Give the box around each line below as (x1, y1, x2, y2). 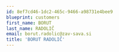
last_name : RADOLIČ (6, 25, 55, 32)
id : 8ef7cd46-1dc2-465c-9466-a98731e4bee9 (6, 8, 113, 15)
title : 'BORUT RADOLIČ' (6, 36, 65, 42)
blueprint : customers (6, 14, 60, 20)
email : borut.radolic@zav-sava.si (6, 31, 92, 37)
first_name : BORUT (6, 20, 52, 26)
